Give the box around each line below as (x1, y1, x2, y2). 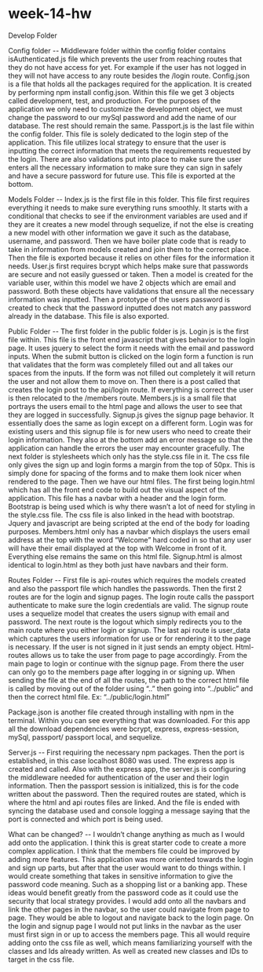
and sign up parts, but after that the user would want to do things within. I (8, 863, 246, 872)
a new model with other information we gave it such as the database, (8, 228, 232, 237)
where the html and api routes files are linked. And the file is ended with (8, 798, 240, 807)
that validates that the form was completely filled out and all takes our (8, 360, 234, 369)
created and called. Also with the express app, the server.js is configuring (8, 764, 247, 773)
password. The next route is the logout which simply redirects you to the (8, 617, 243, 627)
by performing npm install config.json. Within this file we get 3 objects (8, 87, 235, 97)
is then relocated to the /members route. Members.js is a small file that (8, 393, 237, 403)
